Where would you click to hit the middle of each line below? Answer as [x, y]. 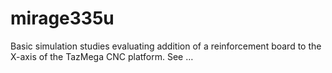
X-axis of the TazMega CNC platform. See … [102, 56]
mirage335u [62, 18]
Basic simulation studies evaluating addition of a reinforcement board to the [166, 46]
